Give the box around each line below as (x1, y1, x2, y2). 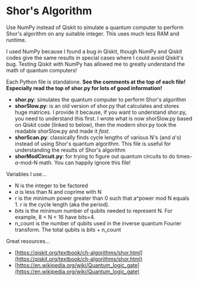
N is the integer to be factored (14, 182, 89, 189)
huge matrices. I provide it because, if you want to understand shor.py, (14, 108, 187, 116)
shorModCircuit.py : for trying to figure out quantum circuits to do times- (14, 152, 193, 159)
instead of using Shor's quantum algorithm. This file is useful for (14, 140, 171, 147)
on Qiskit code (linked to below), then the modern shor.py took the (14, 121, 177, 128)
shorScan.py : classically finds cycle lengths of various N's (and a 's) (14, 133, 181, 140)
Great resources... (6, 237, 50, 244)
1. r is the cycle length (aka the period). (14, 200, 110, 208)
